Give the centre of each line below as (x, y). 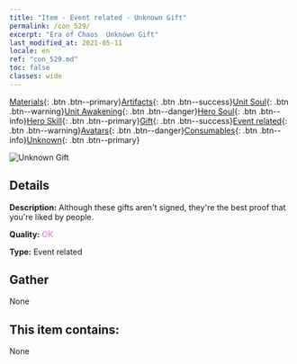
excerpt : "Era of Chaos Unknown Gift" (84, 34)
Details (29, 186)
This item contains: (64, 329)
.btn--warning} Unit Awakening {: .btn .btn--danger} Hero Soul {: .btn (133, 111)
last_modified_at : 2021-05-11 (66, 43)
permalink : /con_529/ (50, 26)
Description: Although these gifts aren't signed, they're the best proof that (148, 207)
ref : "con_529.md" (44, 59)
